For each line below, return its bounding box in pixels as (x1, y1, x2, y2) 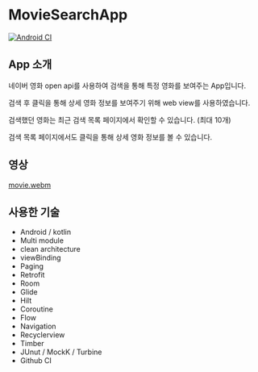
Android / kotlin (19, 228, 72, 237)
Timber (19, 339, 44, 349)
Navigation (19, 321, 56, 332)
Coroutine (19, 304, 54, 314)
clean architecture (19, 245, 81, 254)
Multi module (19, 236, 64, 245)
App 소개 (8, 58, 52, 72)
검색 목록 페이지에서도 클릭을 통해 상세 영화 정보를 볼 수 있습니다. (8, 132, 213, 142)
